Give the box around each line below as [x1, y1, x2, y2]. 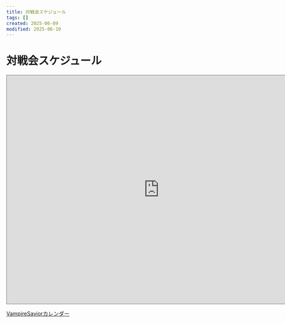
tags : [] [6, 15, 29, 21]
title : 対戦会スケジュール [6, 9, 66, 15]
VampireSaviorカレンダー [6, 310, 70, 318]
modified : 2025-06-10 [6, 26, 62, 32]
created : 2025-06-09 [6, 20, 59, 26]
